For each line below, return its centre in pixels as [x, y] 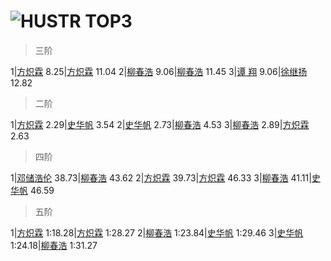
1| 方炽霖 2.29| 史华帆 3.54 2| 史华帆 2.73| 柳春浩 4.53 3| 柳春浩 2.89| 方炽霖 [160, 124]
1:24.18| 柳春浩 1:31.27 [54, 245]
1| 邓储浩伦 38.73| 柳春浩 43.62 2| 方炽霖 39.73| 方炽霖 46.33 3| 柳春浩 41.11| [161, 177]
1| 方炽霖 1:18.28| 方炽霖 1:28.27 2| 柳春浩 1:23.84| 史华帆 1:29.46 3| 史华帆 [157, 232]
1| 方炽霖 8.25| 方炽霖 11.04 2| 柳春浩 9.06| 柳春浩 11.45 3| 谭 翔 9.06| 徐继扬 [159, 71]
